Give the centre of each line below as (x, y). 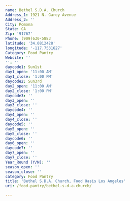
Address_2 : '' (20, 19)
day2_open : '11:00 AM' (29, 86)
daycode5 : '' (19, 124)
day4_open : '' (20, 115)
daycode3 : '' (19, 96)
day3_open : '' (20, 100)
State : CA (16, 29)
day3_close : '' (21, 105)
